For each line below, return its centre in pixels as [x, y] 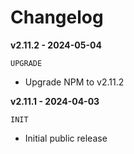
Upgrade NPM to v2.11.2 [74, 82]
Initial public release [66, 138]
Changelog [57, 17]
